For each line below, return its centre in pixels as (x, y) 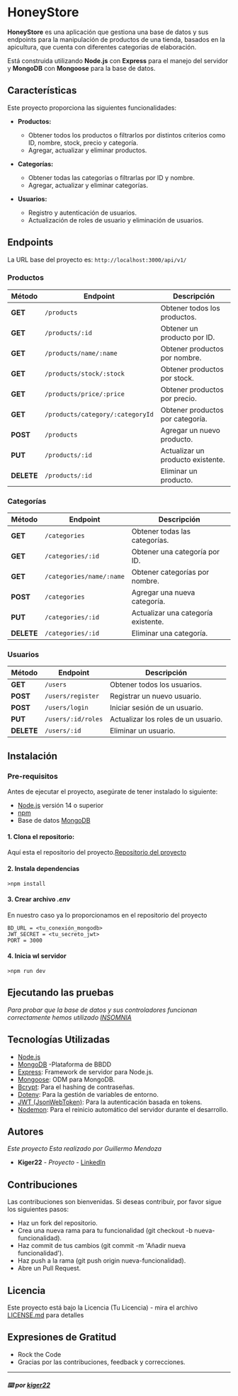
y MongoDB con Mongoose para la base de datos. (81, 68)
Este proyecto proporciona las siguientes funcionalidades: (92, 108)
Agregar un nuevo (191, 430)
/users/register (72, 696)
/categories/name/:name (85, 577)
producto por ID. (188, 337)
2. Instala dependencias (44, 868)
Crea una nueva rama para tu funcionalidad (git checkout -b (105, 1231)
